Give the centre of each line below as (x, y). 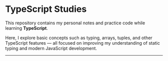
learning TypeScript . (27, 28)
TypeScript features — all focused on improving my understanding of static (82, 43)
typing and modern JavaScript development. (51, 48)
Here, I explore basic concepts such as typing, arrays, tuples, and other (79, 38)
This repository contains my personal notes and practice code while (75, 23)
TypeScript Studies (46, 9)
